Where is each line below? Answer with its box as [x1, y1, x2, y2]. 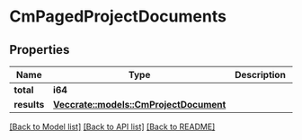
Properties [9, 42, 70, 57]
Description [235, 69, 286, 81]
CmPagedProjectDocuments [9, 6, 227, 27]
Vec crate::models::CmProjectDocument [52, 99, 226, 110]
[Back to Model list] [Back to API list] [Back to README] [9, 121, 216, 132]
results [13, 99, 45, 110]
